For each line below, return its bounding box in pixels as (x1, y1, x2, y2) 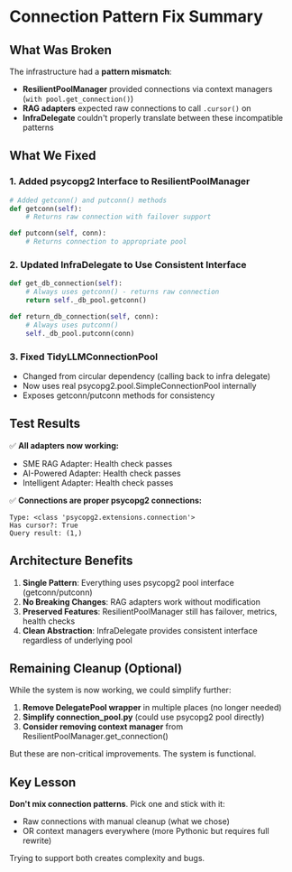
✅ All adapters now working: (9, 440, 119, 450)
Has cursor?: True (9, 521, 78, 530)
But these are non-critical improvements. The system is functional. (9, 748, 257, 759)
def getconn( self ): (9, 204, 83, 213)
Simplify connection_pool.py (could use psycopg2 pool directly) (22, 711, 265, 723)
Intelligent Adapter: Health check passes (22, 477, 174, 488)
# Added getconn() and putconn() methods (9, 196, 168, 205)
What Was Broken (9, 42, 113, 58)
